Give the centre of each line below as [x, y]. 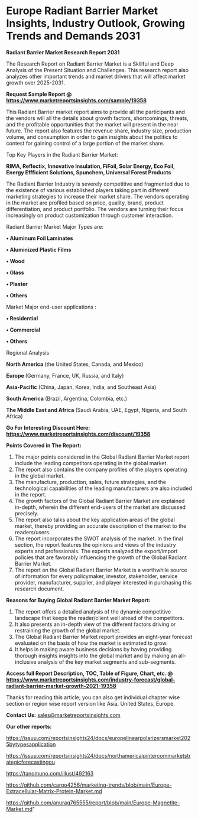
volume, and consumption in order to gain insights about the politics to [92, 137]
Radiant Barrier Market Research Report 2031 [63, 52]
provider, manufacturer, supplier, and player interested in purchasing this [103, 582]
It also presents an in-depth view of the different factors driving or [95, 624]
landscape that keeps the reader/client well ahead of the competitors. [99, 618]
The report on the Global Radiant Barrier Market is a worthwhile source [101, 570]
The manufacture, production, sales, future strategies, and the [90, 482]
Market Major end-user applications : [51, 307]
